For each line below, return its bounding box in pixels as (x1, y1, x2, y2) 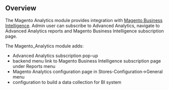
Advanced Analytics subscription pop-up (12, 52, 98, 58)
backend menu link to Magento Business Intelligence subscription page (12, 57, 161, 64)
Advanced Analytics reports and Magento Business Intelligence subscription (5, 27, 164, 34)
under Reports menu (12, 63, 55, 69)
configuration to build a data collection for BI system (12, 79, 122, 85)
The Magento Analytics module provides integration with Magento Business (5, 17, 163, 23)
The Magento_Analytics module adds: (5, 42, 84, 49)
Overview (5, 4, 37, 12)
